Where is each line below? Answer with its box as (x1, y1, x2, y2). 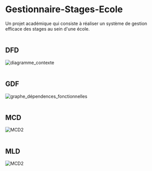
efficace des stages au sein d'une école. (5, 25, 90, 32)
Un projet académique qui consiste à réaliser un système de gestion (5, 20, 147, 26)
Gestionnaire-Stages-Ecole (5, 4, 123, 15)
